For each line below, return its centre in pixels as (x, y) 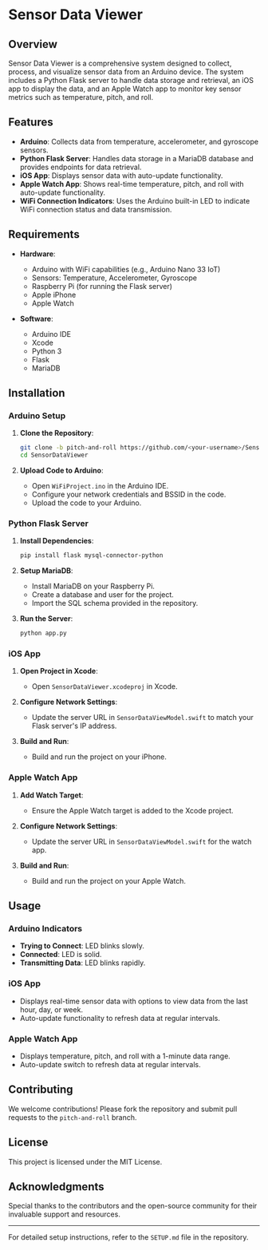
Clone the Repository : (57, 433)
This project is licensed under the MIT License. (85, 1161)
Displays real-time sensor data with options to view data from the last (134, 1001)
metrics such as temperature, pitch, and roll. (81, 97)
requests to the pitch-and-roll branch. (73, 1117)
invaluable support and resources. (65, 1214)
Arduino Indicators (45, 929)
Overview (33, 44)
